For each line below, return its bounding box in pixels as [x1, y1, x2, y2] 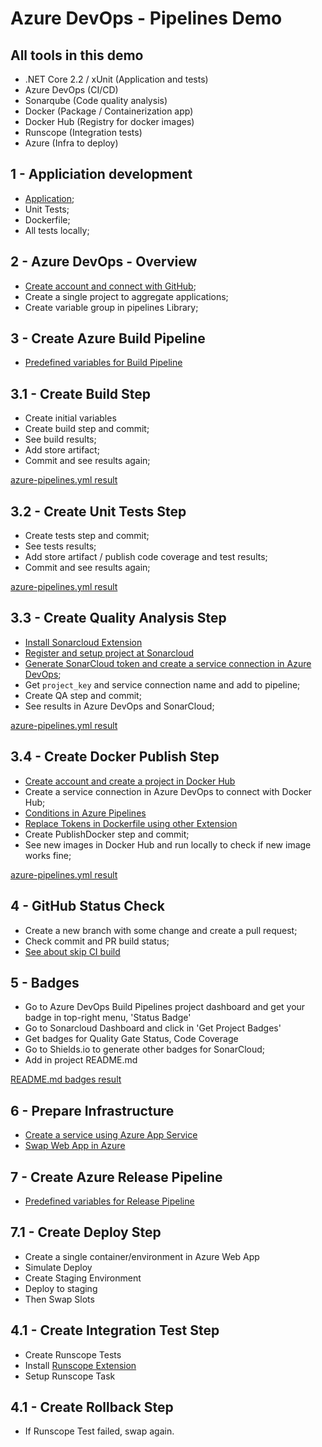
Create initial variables [24, 412, 117, 424]
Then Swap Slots [24, 1293, 95, 1305]
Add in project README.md [24, 1054, 138, 1066]
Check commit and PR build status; [24, 935, 170, 947]
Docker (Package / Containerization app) [24, 105, 194, 117]
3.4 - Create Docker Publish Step [10, 748, 220, 766]
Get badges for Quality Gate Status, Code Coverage [24, 1033, 239, 1045]
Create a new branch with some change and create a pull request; [24, 924, 298, 936]
